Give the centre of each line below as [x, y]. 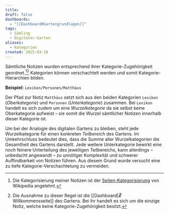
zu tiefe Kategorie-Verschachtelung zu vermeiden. [57, 166]
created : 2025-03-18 [27, 52]
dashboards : [18, 19]
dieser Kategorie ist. [26, 119]
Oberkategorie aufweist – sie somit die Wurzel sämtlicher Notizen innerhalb [83, 113]
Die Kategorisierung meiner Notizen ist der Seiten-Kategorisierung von [86, 181]
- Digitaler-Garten [30, 38]
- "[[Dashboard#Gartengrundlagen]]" [48, 24]
